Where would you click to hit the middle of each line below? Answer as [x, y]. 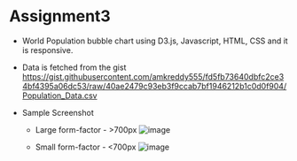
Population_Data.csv [59, 96]
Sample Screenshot [58, 112]
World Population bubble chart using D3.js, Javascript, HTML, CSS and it [155, 41]
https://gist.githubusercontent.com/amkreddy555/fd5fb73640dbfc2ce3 [153, 76]
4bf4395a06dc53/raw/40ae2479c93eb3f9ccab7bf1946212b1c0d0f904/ [154, 86]
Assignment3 [60, 16]
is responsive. [47, 50]
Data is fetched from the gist [74, 67]
